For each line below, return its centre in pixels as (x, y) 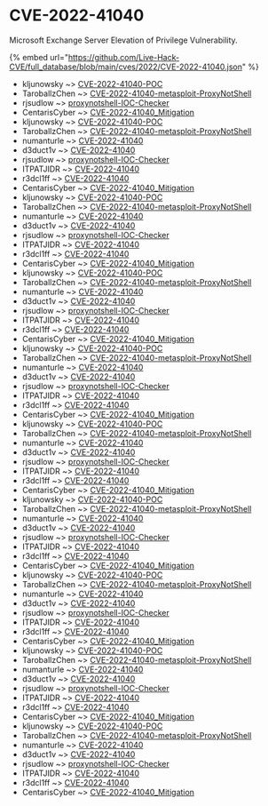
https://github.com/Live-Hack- (124, 57)
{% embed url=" (39, 57)
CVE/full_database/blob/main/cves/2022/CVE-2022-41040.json (126, 67)
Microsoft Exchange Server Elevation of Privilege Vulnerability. (123, 40)
